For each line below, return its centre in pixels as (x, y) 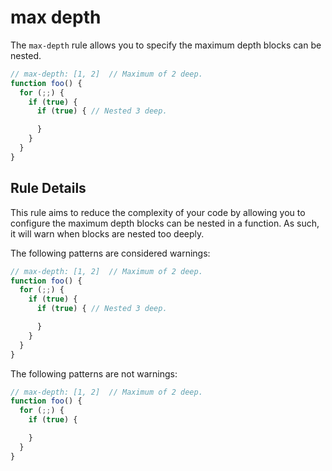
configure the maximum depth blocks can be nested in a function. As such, (165, 223)
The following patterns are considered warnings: (110, 253)
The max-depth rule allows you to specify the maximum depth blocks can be (166, 45)
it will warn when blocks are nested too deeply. (107, 233)
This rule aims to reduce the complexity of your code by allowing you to (158, 212)
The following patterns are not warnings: (94, 373)
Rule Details (48, 188)
